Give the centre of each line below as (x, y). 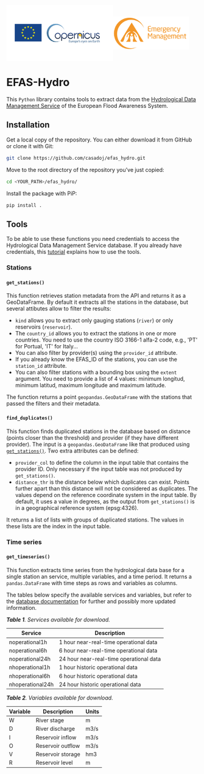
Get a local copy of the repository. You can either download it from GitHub (99, 140)
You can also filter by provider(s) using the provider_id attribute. (96, 353)
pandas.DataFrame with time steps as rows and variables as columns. (92, 583)
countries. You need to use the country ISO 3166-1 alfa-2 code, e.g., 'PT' (106, 340)
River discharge (55, 729)
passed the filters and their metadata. (53, 404)
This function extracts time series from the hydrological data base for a (95, 570)
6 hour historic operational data (98, 676)
